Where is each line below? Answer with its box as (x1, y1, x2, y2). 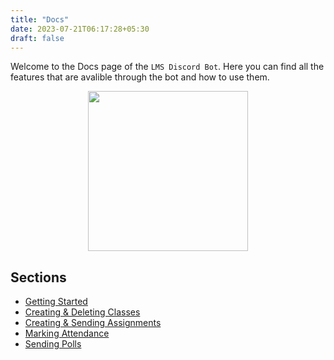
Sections (10, 269, 67, 286)
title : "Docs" (10, 14, 70, 25)
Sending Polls (24, 338, 82, 350)
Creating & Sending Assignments (24, 317, 162, 329)
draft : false (10, 33, 65, 43)
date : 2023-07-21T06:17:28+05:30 (10, 24, 150, 34)
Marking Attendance (24, 327, 110, 340)
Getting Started (24, 296, 88, 308)
